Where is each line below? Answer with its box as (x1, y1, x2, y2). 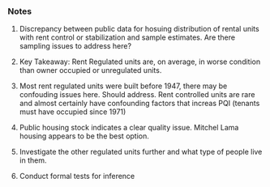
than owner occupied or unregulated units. (19, 66, 162, 75)
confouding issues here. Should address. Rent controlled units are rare (19, 90, 255, 100)
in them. (19, 155, 47, 165)
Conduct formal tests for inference (19, 172, 135, 181)
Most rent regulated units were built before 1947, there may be (19, 81, 228, 91)
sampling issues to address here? (19, 41, 131, 51)
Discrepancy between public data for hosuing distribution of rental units (19, 24, 260, 34)
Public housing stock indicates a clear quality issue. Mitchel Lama (19, 123, 239, 133)
